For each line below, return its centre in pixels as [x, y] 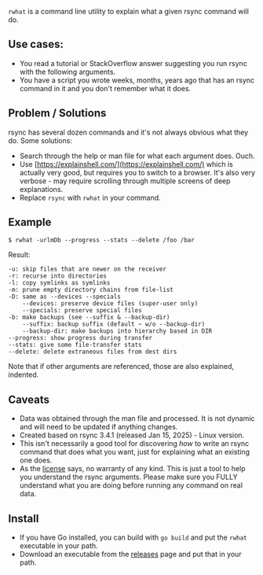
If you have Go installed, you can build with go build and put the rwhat [133, 537]
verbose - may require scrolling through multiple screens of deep [125, 181]
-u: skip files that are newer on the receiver [88, 269]
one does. [36, 460]
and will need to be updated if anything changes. [99, 427]
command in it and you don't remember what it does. [105, 88]
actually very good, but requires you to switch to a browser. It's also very [137, 172]
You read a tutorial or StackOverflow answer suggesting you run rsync [133, 63]
